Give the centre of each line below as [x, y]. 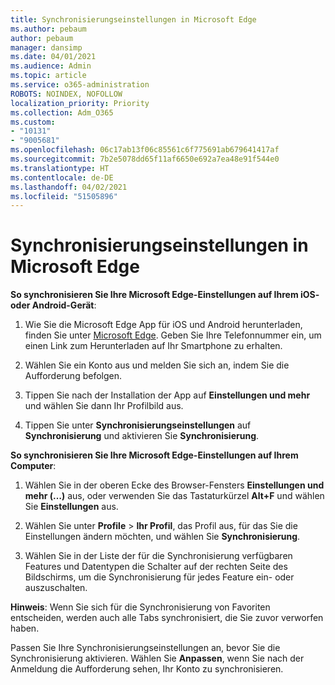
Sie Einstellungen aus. [71, 507]
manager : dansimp [46, 47]
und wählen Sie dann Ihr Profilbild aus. [104, 406]
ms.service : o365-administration [80, 85]
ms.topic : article [48, 76]
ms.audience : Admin [51, 66]
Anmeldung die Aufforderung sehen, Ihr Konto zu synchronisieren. [147, 669]
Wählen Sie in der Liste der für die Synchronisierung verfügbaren [158, 556]
